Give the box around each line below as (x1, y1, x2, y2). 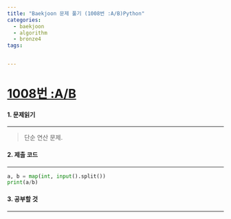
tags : (7, 42, 23, 49)
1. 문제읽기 (7, 110, 36, 118)
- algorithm (13, 29, 48, 36)
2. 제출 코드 (7, 150, 38, 158)
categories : (7, 17, 41, 23)
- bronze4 (13, 36, 41, 43)
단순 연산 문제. (23, 134, 63, 142)
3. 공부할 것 (7, 194, 38, 203)
